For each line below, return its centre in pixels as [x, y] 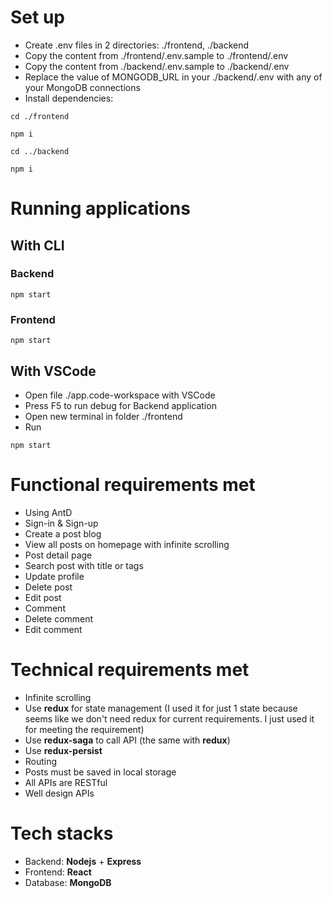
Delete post [48, 587]
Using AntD [48, 512]
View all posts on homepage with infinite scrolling [127, 544]
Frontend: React [58, 872]
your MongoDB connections [82, 87]
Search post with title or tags [84, 565]
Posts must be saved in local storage [100, 772]
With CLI [37, 245]
